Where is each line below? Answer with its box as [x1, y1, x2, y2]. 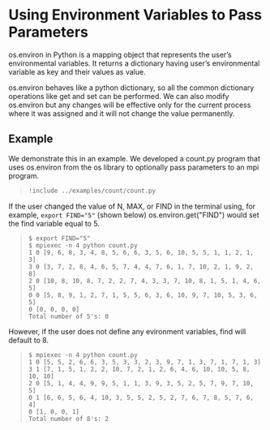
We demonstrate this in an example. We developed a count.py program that [8, 153, 261, 163]
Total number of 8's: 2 [28, 415, 109, 423]
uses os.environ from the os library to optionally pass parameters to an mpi [8, 162, 259, 172]
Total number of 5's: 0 [28, 312, 109, 320]
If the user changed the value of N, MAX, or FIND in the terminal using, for [8, 201, 256, 211]
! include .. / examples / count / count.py [28, 187, 156, 195]
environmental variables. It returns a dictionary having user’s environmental [8, 58, 260, 68]
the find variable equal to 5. [8, 218, 100, 228]
